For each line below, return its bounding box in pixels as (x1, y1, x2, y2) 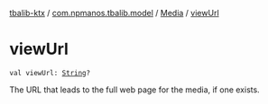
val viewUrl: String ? (9, 68, 91, 77)
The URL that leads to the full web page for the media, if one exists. (9, 84, 260, 95)
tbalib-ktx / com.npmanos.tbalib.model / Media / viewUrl (9, 8, 219, 18)
